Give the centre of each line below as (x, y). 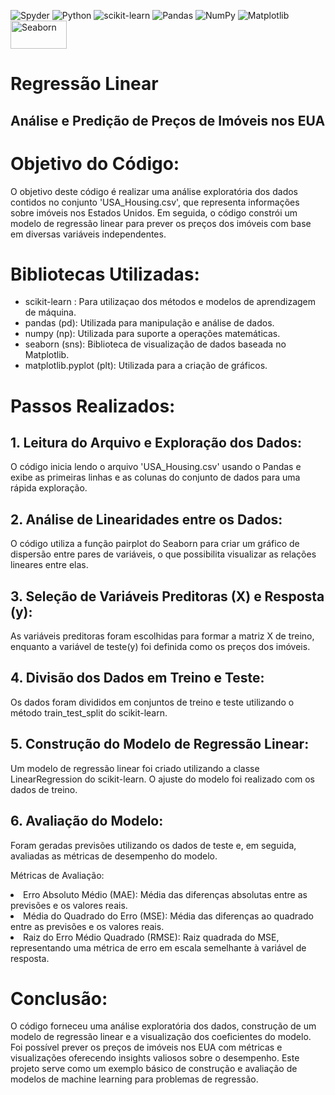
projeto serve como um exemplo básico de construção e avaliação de (154, 1069)
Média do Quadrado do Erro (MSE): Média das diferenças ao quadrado (168, 916)
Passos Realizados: (93, 406)
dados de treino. (44, 789)
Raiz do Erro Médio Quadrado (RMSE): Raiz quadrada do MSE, (151, 937)
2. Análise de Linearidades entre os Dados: (146, 519)
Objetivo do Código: (95, 163)
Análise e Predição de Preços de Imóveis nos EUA (168, 120)
